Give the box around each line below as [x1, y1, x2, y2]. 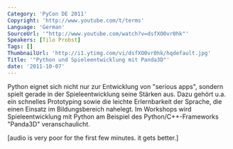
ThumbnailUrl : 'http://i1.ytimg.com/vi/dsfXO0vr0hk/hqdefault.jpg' [7, 50, 212, 57]
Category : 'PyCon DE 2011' [7, 10, 87, 18]
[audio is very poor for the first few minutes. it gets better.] [7, 133, 179, 142]
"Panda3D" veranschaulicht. [7, 119, 90, 128]
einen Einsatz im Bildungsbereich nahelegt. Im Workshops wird [7, 105, 192, 113]
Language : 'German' [7, 23, 65, 30]
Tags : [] [7, 43, 33, 50]
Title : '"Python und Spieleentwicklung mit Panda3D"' [7, 56, 170, 64]
